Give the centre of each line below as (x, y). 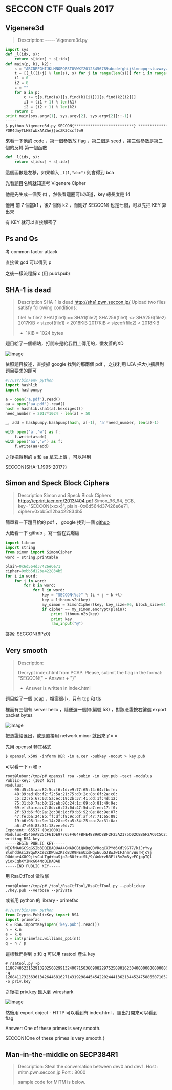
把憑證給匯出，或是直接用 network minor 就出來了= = (61, 736)
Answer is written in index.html (58, 688)
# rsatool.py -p (23, 964)
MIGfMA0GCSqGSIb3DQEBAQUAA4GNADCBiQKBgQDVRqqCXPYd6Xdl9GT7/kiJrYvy (79, 848)
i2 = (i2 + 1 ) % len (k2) (50, 107)
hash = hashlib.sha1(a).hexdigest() (44, 409)
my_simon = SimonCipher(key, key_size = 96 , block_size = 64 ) (105, 604)
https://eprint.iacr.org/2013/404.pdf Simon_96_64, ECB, (76, 501)
